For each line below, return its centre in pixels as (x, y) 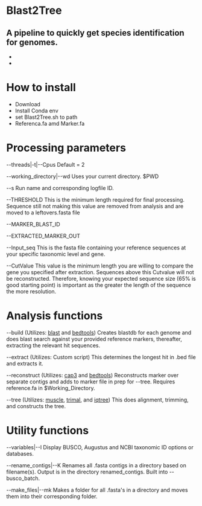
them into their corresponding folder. (52, 496)
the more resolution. (31, 291)
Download (28, 104)
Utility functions (48, 431)
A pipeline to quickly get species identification (96, 33)
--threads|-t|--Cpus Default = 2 (46, 164)
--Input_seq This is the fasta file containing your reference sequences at (96, 248)
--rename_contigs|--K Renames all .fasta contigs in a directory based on (96, 465)
